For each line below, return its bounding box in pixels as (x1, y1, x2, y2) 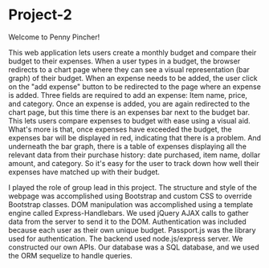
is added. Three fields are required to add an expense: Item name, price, (8, 90, 247, 99)
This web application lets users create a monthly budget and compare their (8, 47, 257, 57)
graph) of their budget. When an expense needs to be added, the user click (8, 73, 259, 83)
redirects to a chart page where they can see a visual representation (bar (8, 64, 251, 74)
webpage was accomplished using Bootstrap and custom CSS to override (8, 191, 253, 201)
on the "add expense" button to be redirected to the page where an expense (8, 82, 261, 91)
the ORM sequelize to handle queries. (8, 250, 132, 260)
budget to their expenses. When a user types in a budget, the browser (8, 56, 241, 66)
